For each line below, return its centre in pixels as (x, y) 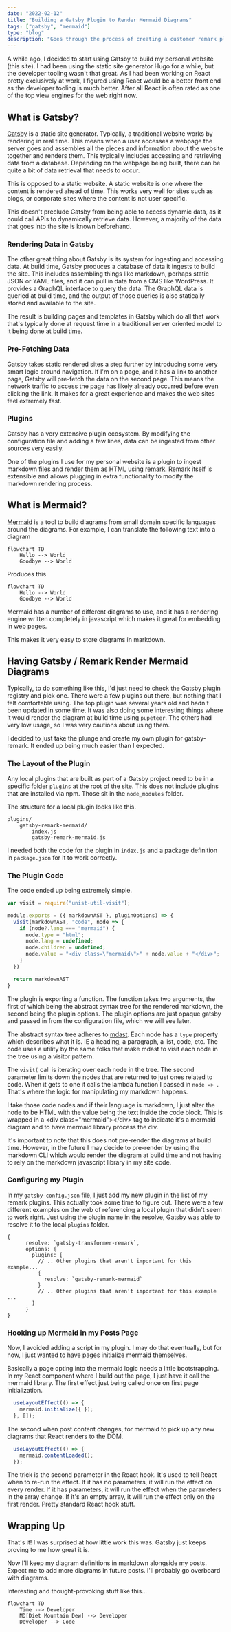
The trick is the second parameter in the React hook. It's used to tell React (112, 1475)
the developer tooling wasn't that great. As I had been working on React (109, 74)
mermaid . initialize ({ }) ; (57, 1410)
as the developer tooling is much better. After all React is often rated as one (114, 88)
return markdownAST (41, 979)
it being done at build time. (45, 331)
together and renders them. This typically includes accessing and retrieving (114, 155)
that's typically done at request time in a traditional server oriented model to (114, 324)
